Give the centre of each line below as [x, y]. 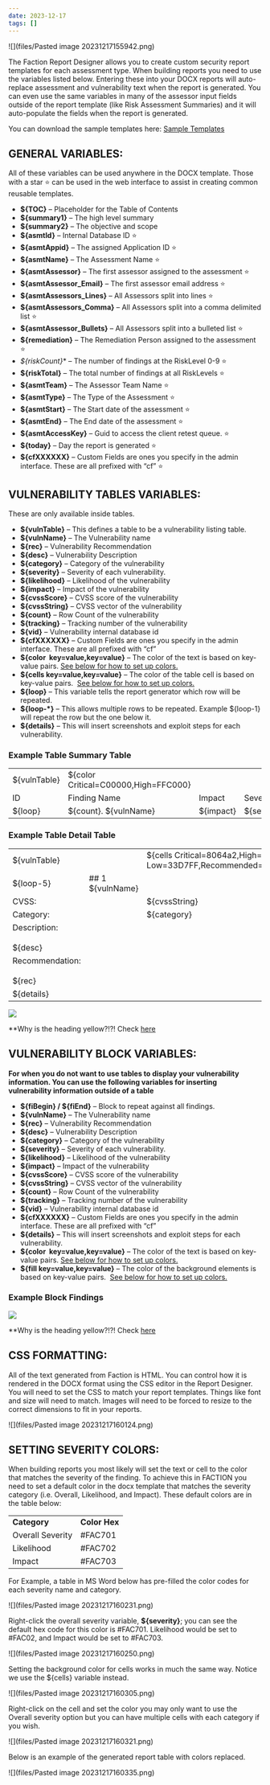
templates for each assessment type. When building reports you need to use [135, 70]
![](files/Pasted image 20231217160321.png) [81, 1742]
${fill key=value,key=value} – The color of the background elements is [138, 1268]
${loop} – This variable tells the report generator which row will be [130, 691]
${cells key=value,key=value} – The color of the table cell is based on [137, 675]
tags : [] [23, 23]
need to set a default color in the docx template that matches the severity [130, 1486]
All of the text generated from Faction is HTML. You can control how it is [128, 1375]
